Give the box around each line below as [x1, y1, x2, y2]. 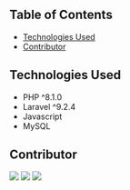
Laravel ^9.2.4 [22, 101, 76, 112]
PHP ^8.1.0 [22, 91, 62, 103]
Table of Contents [9, 7, 114, 23]
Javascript [22, 111, 63, 122]
